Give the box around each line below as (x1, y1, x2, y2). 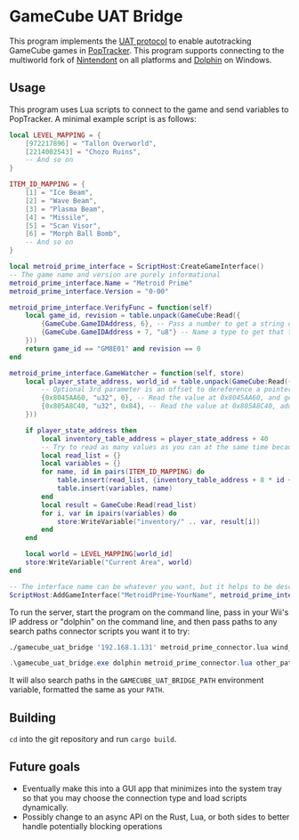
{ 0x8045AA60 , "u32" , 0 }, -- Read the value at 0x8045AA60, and (41, 393, 280, 402)
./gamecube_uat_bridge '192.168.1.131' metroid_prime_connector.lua (9, 642, 269, 651)
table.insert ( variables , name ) (56, 484, 174, 493)
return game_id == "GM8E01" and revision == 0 (25, 344, 201, 353)
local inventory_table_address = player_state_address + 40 (41, 434, 269, 443)
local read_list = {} (41, 451, 122, 460)
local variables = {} (41, 459, 122, 468)
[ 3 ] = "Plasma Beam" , (25, 205, 105, 214)
